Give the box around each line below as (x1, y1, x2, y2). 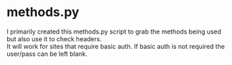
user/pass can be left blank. (6, 50, 88, 58)
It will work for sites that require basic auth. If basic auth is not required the (6, 42, 226, 50)
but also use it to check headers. (6, 34, 102, 43)
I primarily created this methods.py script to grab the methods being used (6, 27, 222, 36)
